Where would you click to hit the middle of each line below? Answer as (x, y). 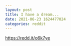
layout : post (19, 10)
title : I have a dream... (32, 14)
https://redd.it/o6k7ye (28, 38)
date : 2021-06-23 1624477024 (35, 19)
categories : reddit (25, 24)
